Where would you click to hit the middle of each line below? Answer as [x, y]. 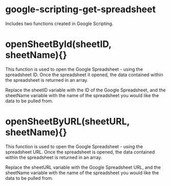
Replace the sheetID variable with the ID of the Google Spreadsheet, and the [86, 90]
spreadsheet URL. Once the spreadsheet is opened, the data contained [80, 152]
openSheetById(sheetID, [58, 44]
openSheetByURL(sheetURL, [67, 122]
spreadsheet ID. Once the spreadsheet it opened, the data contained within [84, 75]
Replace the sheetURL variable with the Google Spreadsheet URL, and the [83, 167]
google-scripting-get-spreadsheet [80, 9]
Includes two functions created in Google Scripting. [59, 24]
